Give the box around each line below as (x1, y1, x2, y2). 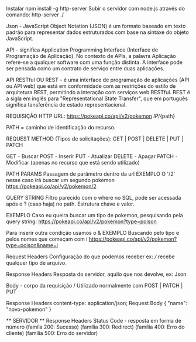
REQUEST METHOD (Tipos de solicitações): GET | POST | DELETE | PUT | (6, 135, 184, 142)
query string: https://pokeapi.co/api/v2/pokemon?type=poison (6, 218, 157, 225)
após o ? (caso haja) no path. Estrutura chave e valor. (6, 200, 135, 207)
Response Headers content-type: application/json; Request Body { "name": (6, 300, 187, 306)
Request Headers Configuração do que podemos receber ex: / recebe (6, 253, 175, 260)
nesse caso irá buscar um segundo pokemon (6, 177, 115, 183)
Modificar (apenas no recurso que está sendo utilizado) (6, 159, 140, 166)
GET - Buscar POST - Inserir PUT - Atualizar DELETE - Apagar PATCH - (6, 153, 178, 160)
